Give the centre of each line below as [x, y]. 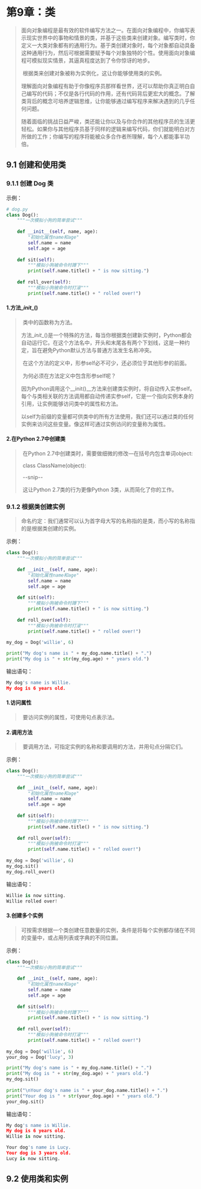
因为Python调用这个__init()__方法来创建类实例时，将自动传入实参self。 [108, 388]
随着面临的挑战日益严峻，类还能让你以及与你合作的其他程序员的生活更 [108, 121]
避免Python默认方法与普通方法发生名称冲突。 [98, 350]
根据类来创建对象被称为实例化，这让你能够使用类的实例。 [94, 73]
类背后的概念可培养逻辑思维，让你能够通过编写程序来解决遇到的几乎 [105, 101]
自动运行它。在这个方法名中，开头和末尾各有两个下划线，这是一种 [103, 342]
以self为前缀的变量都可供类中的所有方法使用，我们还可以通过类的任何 [107, 416]
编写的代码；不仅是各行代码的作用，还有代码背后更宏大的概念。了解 [111, 93]
